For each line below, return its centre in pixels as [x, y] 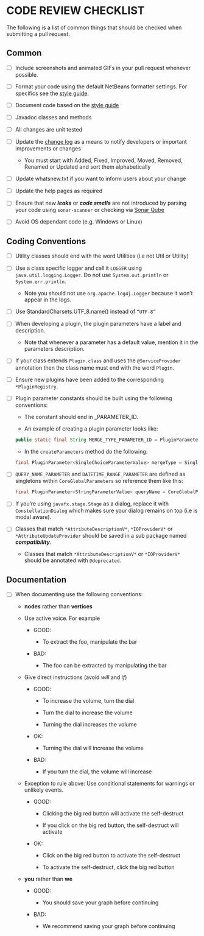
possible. [26, 74]
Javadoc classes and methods [53, 117]
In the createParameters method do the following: [86, 451]
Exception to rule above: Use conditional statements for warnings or [109, 784]
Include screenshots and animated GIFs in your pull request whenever [103, 68]
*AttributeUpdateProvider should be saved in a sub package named [101, 536]
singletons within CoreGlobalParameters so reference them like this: [99, 481]
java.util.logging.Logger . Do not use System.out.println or [92, 275]
